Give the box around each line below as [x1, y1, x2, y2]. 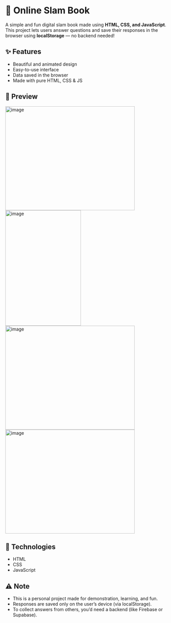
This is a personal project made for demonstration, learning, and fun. [12, 595, 158, 602]
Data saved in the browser [12, 72, 69, 78]
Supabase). [12, 612, 37, 618]
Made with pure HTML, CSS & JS [12, 77, 83, 84]
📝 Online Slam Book [5, 5, 90, 16]
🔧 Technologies [5, 542, 56, 551]
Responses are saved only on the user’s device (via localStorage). [12, 601, 152, 607]
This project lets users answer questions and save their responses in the [5, 27, 158, 33]
